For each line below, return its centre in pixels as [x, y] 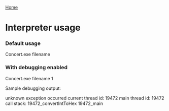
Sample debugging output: [33, 88]
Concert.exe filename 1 [29, 78]
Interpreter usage [43, 28]
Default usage [23, 43]
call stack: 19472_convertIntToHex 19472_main [54, 103]
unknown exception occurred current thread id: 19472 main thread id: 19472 [85, 98]
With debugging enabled [36, 68]
